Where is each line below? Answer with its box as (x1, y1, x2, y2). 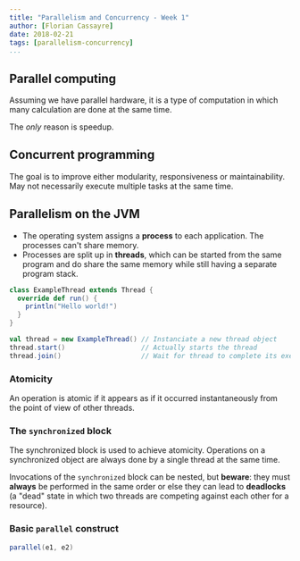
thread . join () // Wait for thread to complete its (9, 351, 278, 360)
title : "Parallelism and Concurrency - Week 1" (9, 13, 190, 22)
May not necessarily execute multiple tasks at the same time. (9, 180, 234, 191)
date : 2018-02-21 (9, 29, 74, 38)
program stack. (21, 268, 79, 279)
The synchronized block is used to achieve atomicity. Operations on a (9, 445, 266, 456)
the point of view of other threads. (9, 402, 136, 413)
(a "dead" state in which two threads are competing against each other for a (9, 490, 289, 501)
